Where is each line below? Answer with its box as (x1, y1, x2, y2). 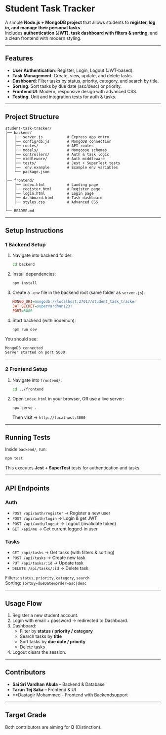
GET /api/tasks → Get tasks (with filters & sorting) (12, 550, 115, 556)
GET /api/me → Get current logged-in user (12, 526, 98, 532)
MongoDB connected (5, 345, 43, 350)
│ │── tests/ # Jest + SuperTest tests (5, 161, 121, 166)
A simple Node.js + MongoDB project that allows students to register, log (5, 19, 156, 25)
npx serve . (12, 405, 37, 410)
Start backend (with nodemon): (12, 317, 76, 323)
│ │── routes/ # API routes (5, 143, 94, 148)
